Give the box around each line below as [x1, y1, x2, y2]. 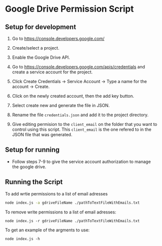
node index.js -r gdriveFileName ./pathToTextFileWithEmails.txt [5, 218, 140, 223]
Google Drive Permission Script [5, 3, 134, 15]
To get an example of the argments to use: [5, 227, 90, 233]
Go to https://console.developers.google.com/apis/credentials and [12, 64, 146, 70]
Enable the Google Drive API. [12, 54, 70, 60]
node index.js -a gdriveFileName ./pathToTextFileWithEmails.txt [5, 200, 140, 205]
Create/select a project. [12, 45, 60, 51]
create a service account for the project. [12, 69, 93, 75]
